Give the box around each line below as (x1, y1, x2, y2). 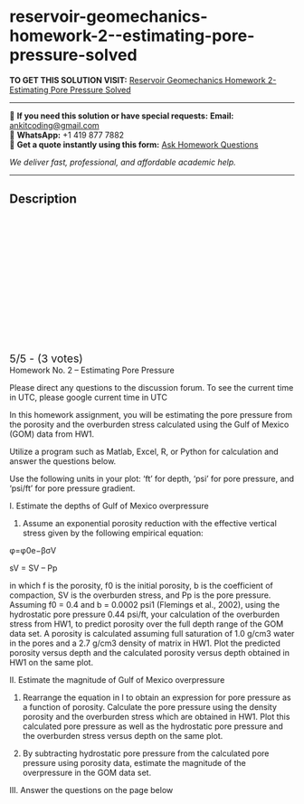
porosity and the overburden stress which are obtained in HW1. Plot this (22, 711, 290, 722)
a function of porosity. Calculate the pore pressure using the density (22, 701, 278, 712)
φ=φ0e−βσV (9, 544, 57, 555)
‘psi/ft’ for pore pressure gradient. (9, 482, 136, 494)
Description (9, 192, 77, 207)
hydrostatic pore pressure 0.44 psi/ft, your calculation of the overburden (9, 609, 280, 620)
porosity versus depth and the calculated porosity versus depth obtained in (9, 647, 290, 657)
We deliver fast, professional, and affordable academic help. (9, 156, 237, 167)
